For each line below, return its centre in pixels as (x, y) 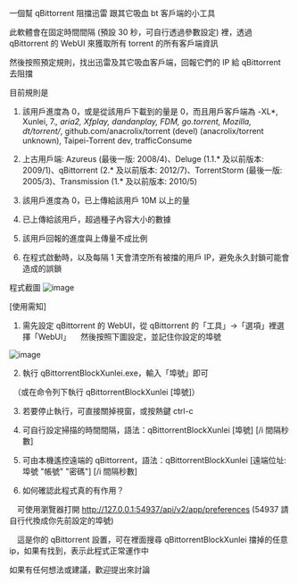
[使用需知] (28, 306)
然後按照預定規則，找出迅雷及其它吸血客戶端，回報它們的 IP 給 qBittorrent (145, 62)
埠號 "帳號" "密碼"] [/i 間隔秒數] (80, 471)
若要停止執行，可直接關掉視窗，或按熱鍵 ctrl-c (108, 411)
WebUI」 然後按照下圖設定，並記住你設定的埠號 (129, 337)
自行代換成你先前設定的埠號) (62, 520)
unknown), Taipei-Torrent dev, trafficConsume (107, 140)
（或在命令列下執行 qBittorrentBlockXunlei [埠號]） (108, 392)
